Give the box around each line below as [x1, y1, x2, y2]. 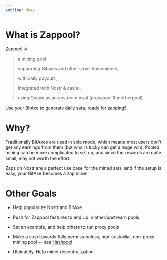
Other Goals [5, 188, 57, 199]
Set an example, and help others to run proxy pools [12, 224, 120, 230]
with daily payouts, [17, 75, 57, 81]
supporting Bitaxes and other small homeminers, [17, 65, 119, 71]
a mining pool [17, 56, 47, 62]
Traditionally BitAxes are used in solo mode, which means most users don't [5, 139, 162, 145]
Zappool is [5, 46, 27, 52]
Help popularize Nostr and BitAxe [12, 204, 82, 211]
